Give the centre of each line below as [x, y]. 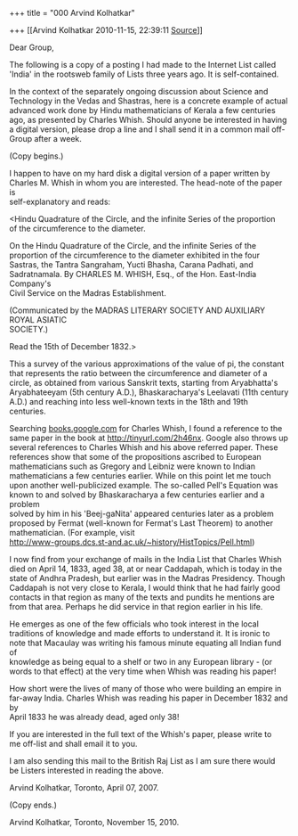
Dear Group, [32, 47]
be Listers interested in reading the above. [87, 770]
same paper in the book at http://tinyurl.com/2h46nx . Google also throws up [149, 438]
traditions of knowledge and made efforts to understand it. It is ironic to [140, 633]
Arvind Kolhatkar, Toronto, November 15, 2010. [94, 822]
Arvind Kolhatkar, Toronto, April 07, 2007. [84, 787]
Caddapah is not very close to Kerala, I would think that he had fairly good [145, 588]
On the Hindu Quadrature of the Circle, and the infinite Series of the [133, 246]
